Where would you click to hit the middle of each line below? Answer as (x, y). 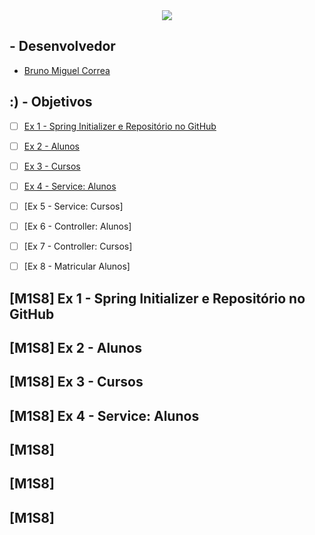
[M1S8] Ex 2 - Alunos (75, 347)
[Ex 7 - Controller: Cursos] (78, 246)
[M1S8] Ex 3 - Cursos (76, 382)
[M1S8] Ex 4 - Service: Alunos (104, 415)
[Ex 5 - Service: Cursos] (73, 206)
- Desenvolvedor (62, 46)
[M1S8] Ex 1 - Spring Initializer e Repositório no (157, 298)
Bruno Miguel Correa (67, 70)
